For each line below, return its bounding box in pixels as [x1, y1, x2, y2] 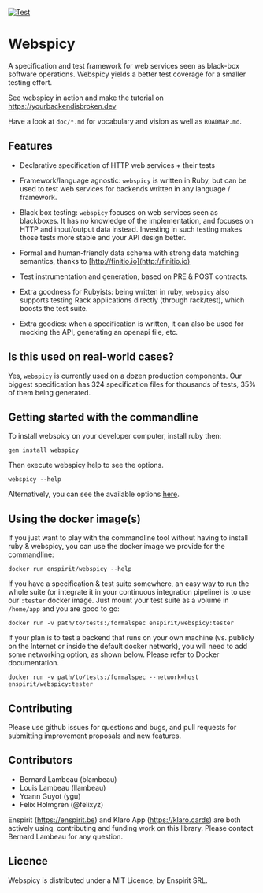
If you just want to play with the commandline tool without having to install [8, 533, 248, 543]
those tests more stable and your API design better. [19, 232, 187, 242]
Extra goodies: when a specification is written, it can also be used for [19, 319, 244, 328]
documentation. [8, 658, 60, 668]
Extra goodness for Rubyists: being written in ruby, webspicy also [19, 287, 230, 296]
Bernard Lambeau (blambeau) [19, 774, 117, 784]
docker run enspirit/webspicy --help [8, 565, 132, 573]
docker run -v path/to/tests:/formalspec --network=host [8, 673, 199, 681]
